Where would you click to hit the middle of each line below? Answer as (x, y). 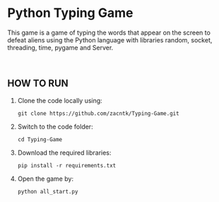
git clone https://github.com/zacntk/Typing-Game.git (98, 113)
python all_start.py (48, 191)
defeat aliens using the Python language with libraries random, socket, (110, 40)
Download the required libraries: (64, 153)
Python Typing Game (70, 13)
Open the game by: (46, 179)
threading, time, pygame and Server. (60, 47)
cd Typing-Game (40, 139)
